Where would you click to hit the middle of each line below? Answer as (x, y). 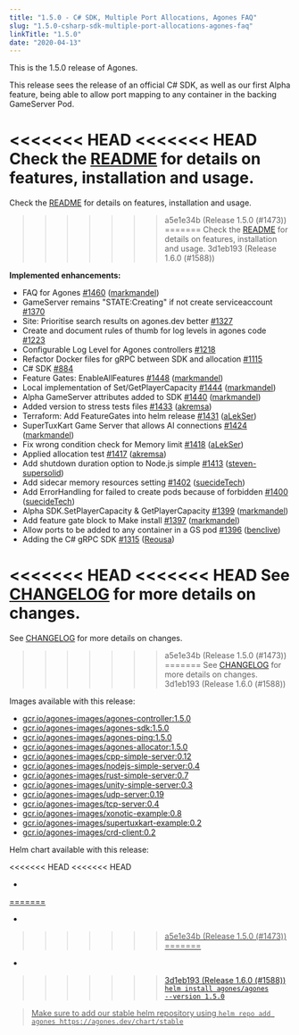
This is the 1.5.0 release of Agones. (74, 68)
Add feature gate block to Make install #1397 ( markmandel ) (131, 521)
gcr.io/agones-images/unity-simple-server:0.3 (108, 785)
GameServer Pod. (42, 104)
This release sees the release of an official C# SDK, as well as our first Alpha (150, 85)
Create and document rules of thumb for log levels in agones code (144, 330)
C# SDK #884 (48, 369)
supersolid (42, 473)
